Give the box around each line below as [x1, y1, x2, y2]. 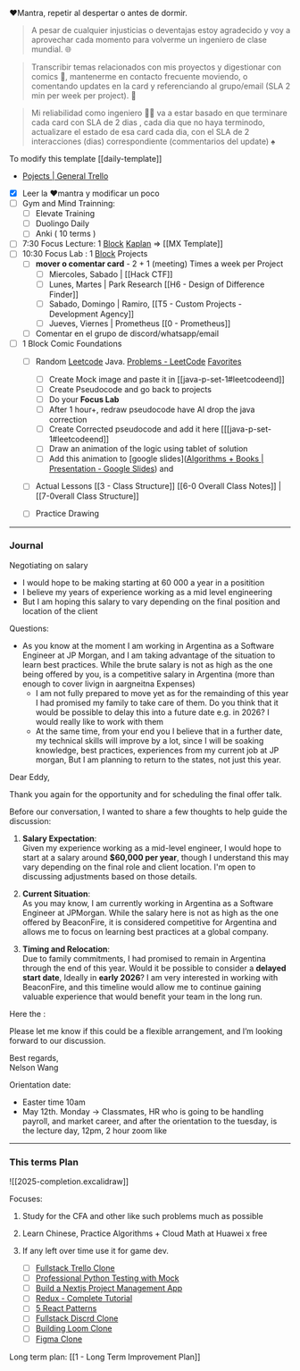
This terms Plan [9, 1156, 79, 1168]
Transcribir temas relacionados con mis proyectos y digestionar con [30, 62, 282, 72]
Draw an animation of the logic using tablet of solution [48, 443, 248, 454]
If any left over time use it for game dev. [21, 1246, 170, 1257]
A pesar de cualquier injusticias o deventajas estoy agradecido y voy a [30, 25, 291, 35]
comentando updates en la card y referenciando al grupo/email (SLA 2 [30, 80, 291, 91]
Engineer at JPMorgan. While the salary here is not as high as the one [21, 907, 279, 918]
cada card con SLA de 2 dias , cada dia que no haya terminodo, [30, 117, 265, 128]
